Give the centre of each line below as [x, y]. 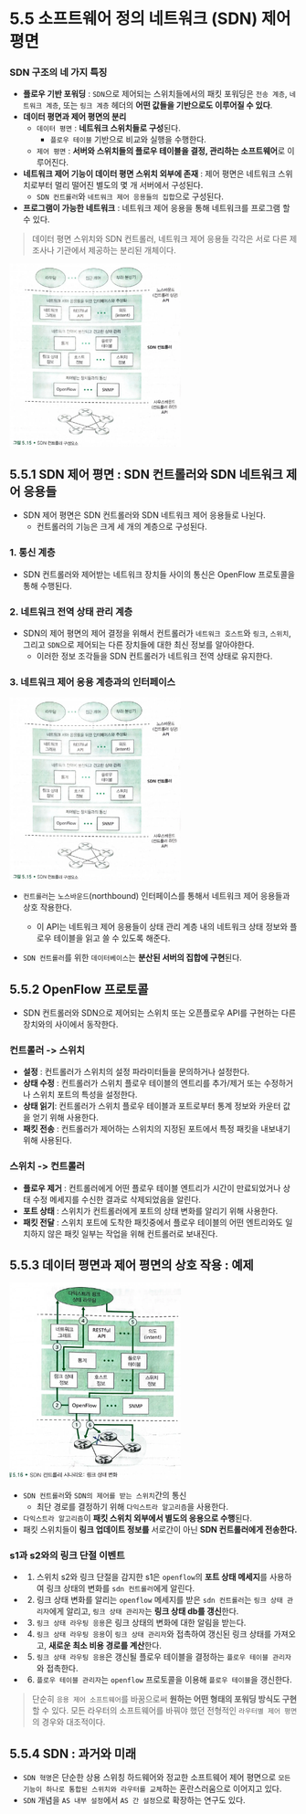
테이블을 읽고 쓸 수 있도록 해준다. [112, 938]
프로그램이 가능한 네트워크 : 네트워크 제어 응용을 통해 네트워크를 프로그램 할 [156, 208]
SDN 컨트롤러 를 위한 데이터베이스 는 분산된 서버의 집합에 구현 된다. [132, 958]
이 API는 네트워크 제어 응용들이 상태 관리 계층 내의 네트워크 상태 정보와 [162, 927]
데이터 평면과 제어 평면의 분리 [74, 117]
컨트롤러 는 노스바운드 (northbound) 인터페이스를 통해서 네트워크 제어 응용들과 [156, 896]
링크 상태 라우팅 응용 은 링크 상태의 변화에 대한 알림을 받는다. [141, 1623]
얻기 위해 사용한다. [65, 1118]
